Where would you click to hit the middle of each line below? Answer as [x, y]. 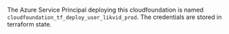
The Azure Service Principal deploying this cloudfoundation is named [106, 10]
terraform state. [29, 24]
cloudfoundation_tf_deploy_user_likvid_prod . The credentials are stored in [114, 17]
